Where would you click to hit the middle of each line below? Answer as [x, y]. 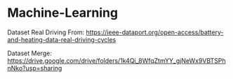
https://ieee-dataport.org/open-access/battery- [155, 32]
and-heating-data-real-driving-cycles [62, 39]
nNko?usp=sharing [35, 68]
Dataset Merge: [30, 53]
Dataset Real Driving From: [46, 32]
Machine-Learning [62, 13]
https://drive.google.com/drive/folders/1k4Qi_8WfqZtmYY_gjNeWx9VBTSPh [116, 60]
